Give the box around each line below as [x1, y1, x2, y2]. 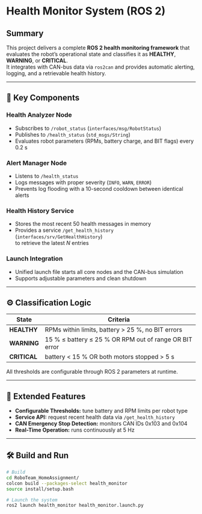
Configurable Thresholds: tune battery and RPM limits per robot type [14, 407, 188, 415]
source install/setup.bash [6, 486, 74, 492]
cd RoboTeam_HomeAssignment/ [6, 474, 79, 481]
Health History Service [6, 206, 74, 215]
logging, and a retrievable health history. [6, 70, 106, 76]
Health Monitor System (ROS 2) [6, 4, 166, 18]
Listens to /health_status [14, 172, 79, 179]
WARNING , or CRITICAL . [6, 57, 68, 64]
